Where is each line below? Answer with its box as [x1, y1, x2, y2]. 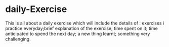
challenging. [5, 36, 31, 42]
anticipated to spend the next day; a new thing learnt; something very [5, 30, 150, 36]
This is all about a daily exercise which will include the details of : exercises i [5, 20, 164, 26]
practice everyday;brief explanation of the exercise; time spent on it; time [5, 25, 158, 31]
